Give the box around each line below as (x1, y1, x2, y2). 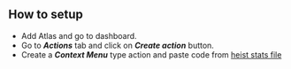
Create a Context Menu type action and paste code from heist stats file (20, 49, 282, 60)
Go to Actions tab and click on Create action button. (20, 40, 214, 50)
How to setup (8, 7, 83, 22)
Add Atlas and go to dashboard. (20, 30, 138, 41)
